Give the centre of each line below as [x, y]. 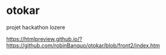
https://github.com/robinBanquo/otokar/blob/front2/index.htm [83, 45]
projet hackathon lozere [36, 27]
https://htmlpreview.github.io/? [44, 39]
